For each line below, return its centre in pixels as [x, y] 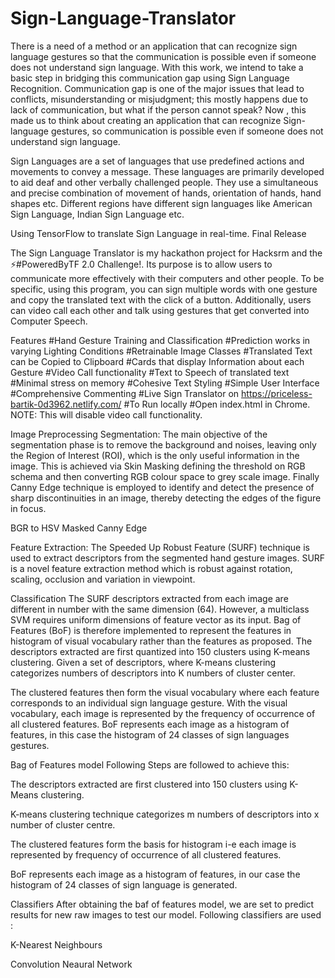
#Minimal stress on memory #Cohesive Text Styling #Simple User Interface [165, 383]
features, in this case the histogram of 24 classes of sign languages [150, 734]
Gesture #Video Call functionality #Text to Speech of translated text [150, 372]
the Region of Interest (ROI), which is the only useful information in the [155, 455]
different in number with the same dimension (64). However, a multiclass [160, 609]
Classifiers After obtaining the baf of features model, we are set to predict [162, 904]
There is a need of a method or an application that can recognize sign [154, 46]
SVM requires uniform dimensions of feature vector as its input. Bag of [156, 619]
